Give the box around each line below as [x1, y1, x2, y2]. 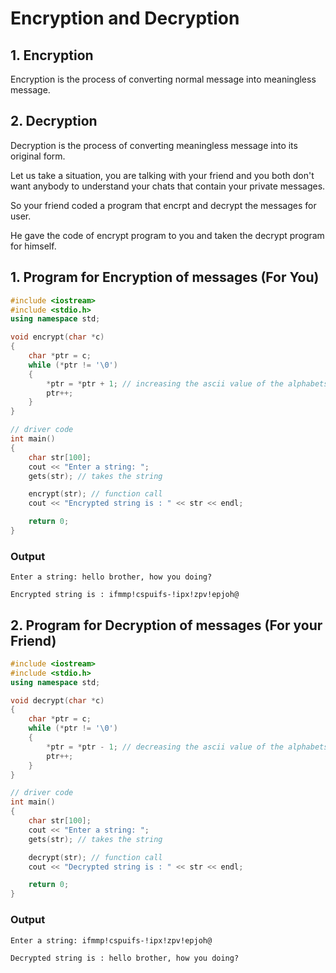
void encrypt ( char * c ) [10, 332, 105, 342]
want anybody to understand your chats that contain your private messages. [10, 180, 326, 192]
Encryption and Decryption [10, 7, 240, 30]
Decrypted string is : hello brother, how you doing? [10, 953, 240, 963]
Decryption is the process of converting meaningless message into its [10, 139, 298, 151]
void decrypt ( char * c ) [10, 695, 105, 706]
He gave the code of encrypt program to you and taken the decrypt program [10, 229, 325, 241]
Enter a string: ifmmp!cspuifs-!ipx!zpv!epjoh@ [10, 935, 213, 946]
